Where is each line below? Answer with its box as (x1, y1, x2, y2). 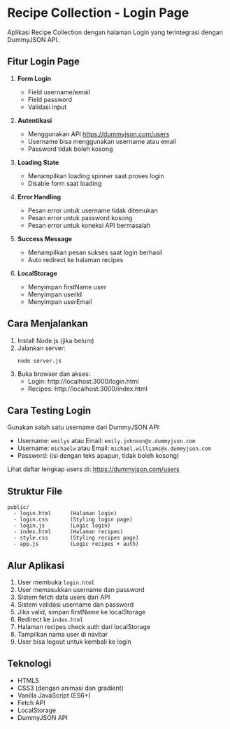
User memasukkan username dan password (17, 586, 145, 593)
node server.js (17, 357, 62, 364)
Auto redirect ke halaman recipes (27, 255, 124, 264)
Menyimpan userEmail (27, 297, 92, 305)
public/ (7, 504, 30, 511)
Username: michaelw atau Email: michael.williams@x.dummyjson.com (17, 444, 211, 452)
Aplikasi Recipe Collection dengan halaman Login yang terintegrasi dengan (7, 28, 224, 36)
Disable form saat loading (27, 179, 102, 187)
